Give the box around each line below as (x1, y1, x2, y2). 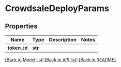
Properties (5, 22, 38, 30)
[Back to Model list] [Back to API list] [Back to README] (5, 57, 116, 63)
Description (49, 37, 76, 43)
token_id (7, 44, 28, 51)
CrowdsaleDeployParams (5, 3, 109, 14)
